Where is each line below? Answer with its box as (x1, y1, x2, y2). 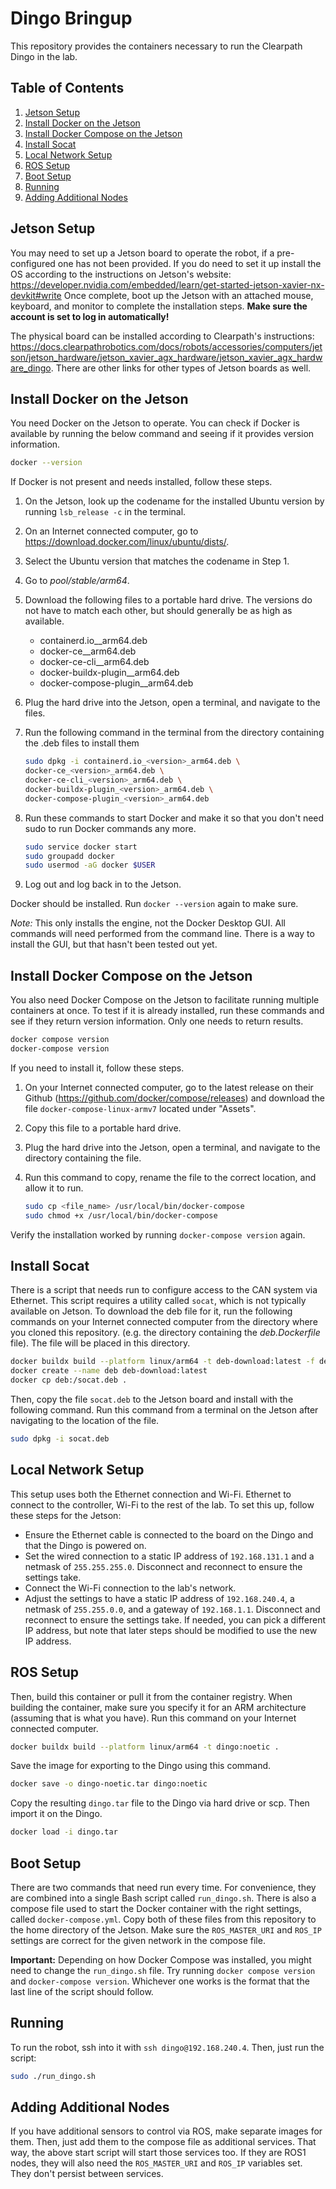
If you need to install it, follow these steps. (10, 1062, 185, 1074)
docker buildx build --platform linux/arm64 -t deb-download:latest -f (10, 1357, 315, 1367)
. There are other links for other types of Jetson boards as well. (50, 362, 312, 374)
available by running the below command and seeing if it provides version (10, 428, 315, 440)
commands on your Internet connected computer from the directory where (10, 1316, 318, 1328)
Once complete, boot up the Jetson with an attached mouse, (63, 289, 314, 301)
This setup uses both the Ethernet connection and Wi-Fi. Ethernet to (10, 1488, 292, 1500)
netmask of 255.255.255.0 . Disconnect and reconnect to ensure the (24, 1560, 303, 1572)
